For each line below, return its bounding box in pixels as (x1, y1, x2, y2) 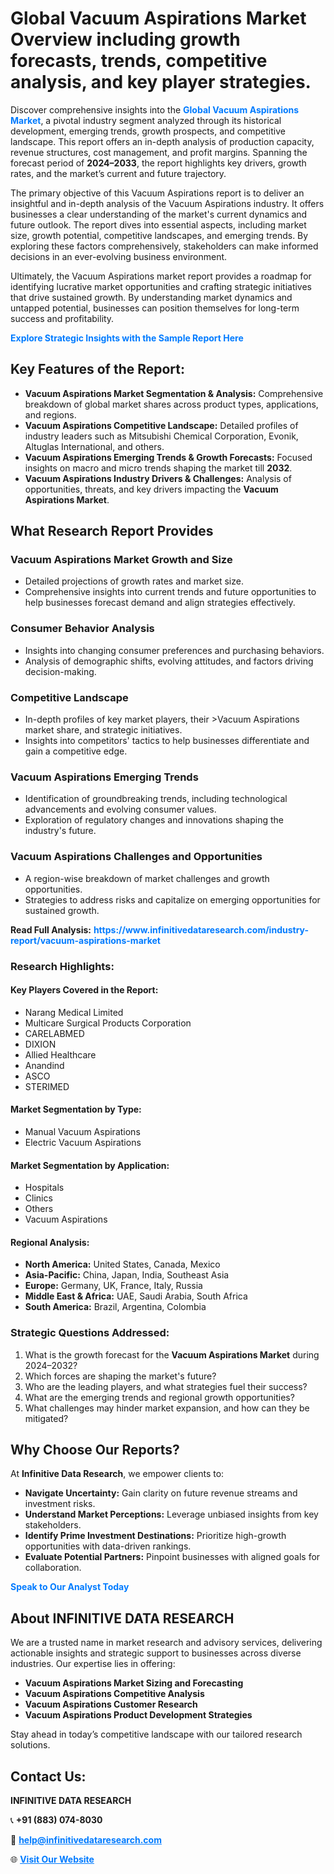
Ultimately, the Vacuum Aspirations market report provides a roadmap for (10, 270, 312, 282)
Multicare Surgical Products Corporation (24, 1017, 192, 1029)
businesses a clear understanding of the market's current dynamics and (10, 208, 308, 220)
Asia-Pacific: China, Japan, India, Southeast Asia (24, 1269, 230, 1281)
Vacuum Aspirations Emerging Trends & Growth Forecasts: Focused (24, 451, 313, 463)
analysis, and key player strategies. (10, 71, 312, 94)
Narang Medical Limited (24, 1006, 124, 1018)
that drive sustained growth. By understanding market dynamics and (10, 291, 293, 303)
